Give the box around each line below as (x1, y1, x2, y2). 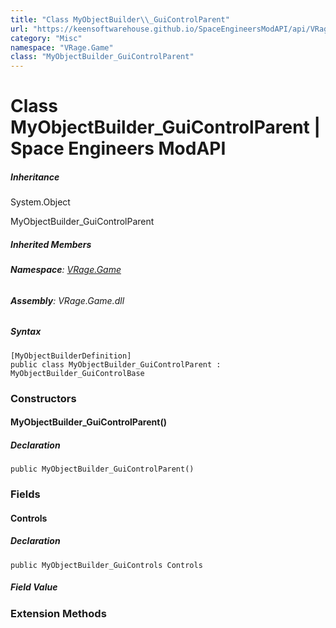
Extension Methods (10, 606, 107, 620)
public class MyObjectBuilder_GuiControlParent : (10, 359, 222, 370)
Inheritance (10, 171, 60, 183)
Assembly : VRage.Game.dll (10, 294, 125, 306)
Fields (10, 487, 41, 501)
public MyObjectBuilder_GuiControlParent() (10, 464, 195, 475)
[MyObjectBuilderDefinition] (10, 351, 132, 361)
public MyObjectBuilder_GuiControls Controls (10, 560, 203, 570)
